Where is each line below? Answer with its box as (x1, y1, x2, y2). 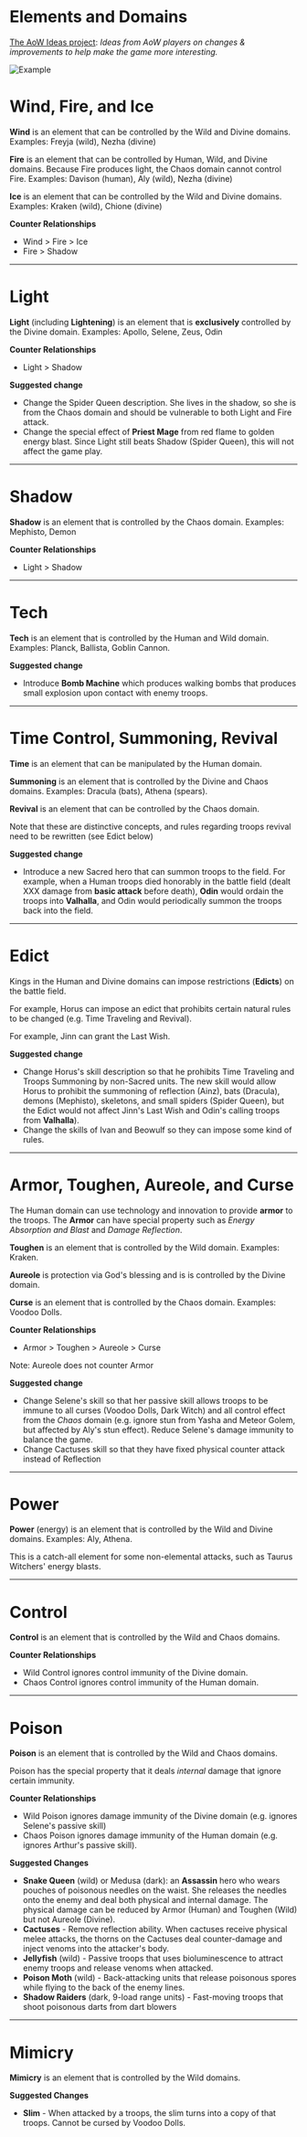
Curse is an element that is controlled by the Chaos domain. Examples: (9, 1296, 277, 1308)
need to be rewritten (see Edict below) (9, 830, 153, 842)
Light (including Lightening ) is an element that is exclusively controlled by (9, 316, 291, 327)
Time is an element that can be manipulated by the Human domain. (9, 758, 262, 769)
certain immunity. (9, 1775, 75, 1786)
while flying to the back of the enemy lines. (22, 1982, 185, 1993)
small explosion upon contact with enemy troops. (22, 687, 208, 698)
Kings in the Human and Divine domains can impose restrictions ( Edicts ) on (9, 975, 294, 986)
